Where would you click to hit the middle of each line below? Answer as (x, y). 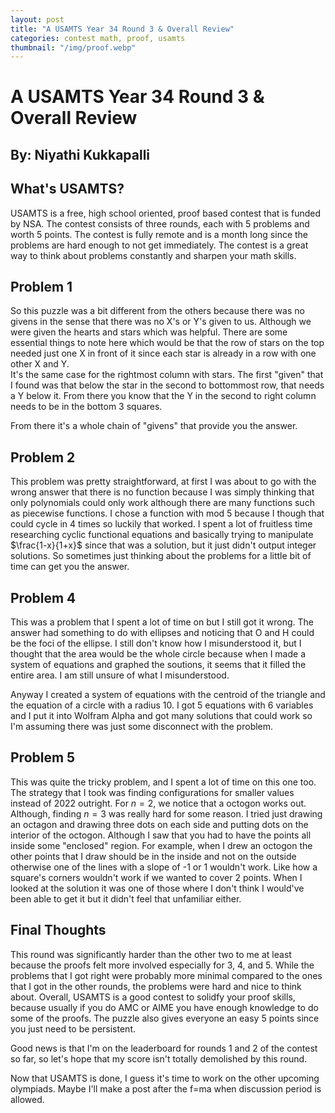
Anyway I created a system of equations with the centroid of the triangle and (168, 695)
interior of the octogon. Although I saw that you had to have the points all (161, 835)
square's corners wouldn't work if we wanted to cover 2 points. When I (156, 877)
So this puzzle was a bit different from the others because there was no (157, 311)
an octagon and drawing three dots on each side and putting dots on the (159, 824)
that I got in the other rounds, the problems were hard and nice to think (156, 986)
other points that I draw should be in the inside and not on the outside (153, 856)
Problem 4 (43, 597)
